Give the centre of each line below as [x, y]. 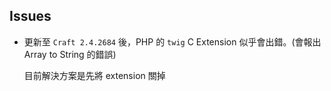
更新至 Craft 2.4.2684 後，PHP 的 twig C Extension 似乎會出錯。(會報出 [172, 41]
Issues [30, 16]
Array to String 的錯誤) [70, 54]
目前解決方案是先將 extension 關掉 [94, 75]
